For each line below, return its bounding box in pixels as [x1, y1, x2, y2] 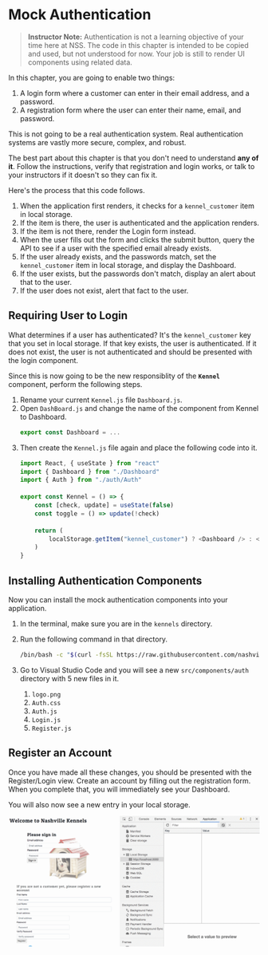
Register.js [31, 724, 72, 732]
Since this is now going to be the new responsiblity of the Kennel [8, 371, 221, 381]
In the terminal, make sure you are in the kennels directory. [19, 618, 213, 628]
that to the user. [19, 277, 73, 286]
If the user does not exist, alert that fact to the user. [19, 286, 189, 295]
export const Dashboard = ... [19, 428, 121, 436]
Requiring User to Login [8, 309, 128, 322]
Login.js [31, 716, 61, 724]
